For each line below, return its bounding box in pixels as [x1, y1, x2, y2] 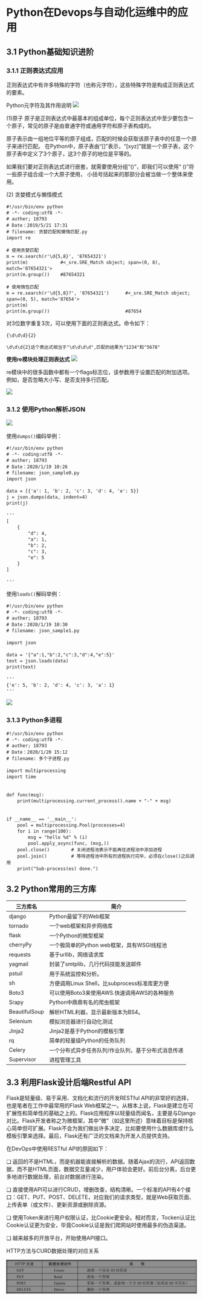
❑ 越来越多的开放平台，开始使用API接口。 [6, 1235, 111, 1242]
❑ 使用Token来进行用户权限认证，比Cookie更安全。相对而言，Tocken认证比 [6, 1214, 196, 1221]
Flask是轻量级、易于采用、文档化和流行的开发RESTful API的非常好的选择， [6, 1094, 192, 1102]
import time [6, 774, 36, 780]
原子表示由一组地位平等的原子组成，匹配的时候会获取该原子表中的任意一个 [6, 134, 192, 142]
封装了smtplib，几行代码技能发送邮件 [49, 960, 142, 968]
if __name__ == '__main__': [6, 816, 77, 822]
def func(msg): [6, 792, 45, 798]
